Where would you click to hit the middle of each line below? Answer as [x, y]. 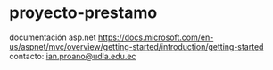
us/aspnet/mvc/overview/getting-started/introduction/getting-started [136, 46]
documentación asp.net [53, 37]
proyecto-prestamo [83, 13]
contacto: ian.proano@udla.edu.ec [73, 56]
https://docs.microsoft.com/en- [156, 37]
